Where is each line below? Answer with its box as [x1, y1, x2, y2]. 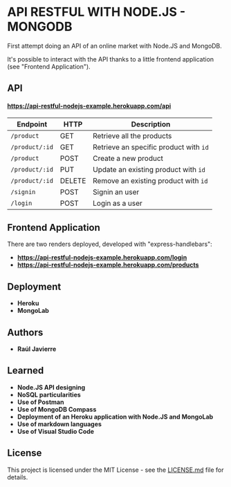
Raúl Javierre [17, 345, 57, 353]
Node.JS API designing [17, 383, 86, 391]
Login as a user [93, 198, 143, 208]
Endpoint [17, 119, 48, 128]
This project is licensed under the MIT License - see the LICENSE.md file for [7, 466, 224, 474]
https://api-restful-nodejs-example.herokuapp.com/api [7, 102, 172, 110]
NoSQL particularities [17, 390, 81, 399]
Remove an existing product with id [93, 175, 208, 185]
